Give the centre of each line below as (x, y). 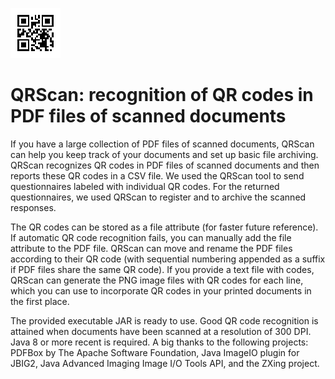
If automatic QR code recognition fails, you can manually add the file (151, 237)
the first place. (40, 301)
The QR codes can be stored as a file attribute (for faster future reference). (164, 227)
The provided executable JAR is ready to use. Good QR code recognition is (164, 320)
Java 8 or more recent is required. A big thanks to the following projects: (159, 342)
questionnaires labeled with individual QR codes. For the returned (145, 186)
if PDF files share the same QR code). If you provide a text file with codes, (162, 269)
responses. (33, 207)
